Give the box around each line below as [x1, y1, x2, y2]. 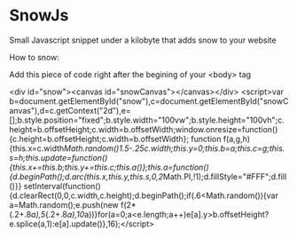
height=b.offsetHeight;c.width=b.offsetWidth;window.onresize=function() [9, 123, 278, 134]
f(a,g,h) [223, 133, 251, 144]
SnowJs [9, 5, 69, 26]
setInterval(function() [23, 180, 102, 191]
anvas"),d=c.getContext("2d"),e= [9, 105, 131, 115]
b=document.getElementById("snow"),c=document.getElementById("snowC [9, 95, 289, 107]
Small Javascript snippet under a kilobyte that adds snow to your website [9, 35, 277, 45]
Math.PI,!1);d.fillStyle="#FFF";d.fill [162, 171, 287, 182]
